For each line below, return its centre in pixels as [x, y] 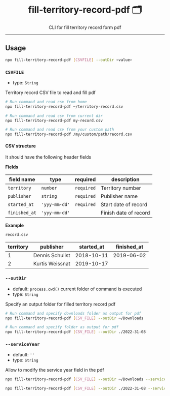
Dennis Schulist [52, 256]
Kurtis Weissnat [52, 264]
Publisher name [119, 196]
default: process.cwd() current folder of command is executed [77, 289]
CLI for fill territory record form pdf [85, 27]
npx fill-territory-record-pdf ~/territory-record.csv [64, 106]
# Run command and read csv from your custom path [60, 130]
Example [15, 225]
